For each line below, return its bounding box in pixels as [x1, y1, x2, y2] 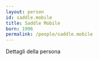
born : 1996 [5, 25, 33, 32]
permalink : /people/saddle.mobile [5, 31, 94, 37]
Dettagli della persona [5, 48, 61, 55]
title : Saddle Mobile [5, 20, 61, 26]
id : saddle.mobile [5, 14, 52, 21]
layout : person [5, 8, 44, 15]
